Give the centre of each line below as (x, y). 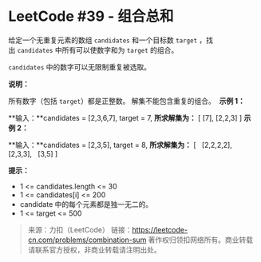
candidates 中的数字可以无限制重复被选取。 (80, 67)
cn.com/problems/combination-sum (87, 240)
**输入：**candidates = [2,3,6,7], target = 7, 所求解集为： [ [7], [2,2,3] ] (125, 117)
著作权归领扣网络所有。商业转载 (201, 240)
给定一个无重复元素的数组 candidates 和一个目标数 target (103, 40)
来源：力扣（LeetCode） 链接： (80, 229)
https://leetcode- (160, 229)
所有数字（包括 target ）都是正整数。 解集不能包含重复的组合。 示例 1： (127, 101)
